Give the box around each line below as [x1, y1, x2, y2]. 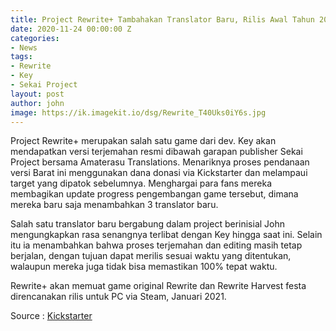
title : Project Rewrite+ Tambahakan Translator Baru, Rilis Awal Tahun [10, 14, 315, 25]
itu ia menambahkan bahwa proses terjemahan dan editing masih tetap [10, 239, 303, 251]
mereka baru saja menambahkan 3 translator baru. [10, 199, 219, 211]
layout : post [10, 89, 65, 99]
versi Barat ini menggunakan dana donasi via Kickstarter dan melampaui [10, 167, 308, 179]
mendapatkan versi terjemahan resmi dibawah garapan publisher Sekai [10, 146, 303, 158]
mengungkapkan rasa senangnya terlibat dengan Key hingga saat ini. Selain [10, 229, 323, 241]
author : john [10, 98, 65, 108]
